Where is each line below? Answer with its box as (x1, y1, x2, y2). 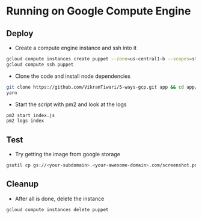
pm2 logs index (6, 118, 44, 124)
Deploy (6, 28, 34, 39)
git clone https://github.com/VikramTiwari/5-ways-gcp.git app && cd (6, 84, 185, 90)
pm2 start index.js (6, 112, 55, 118)
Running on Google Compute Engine (6, 4, 191, 18)
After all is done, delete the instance (14, 195, 105, 202)
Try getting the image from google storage (14, 151, 120, 158)
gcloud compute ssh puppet (6, 62, 74, 68)
